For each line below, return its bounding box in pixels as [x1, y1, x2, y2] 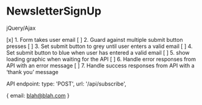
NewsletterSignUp [6, 4, 102, 18]
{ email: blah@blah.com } [6, 92, 70, 99]
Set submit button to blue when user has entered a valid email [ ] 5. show [6, 49, 190, 56]
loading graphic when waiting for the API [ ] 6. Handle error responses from [6, 55, 197, 63]
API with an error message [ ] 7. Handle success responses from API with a [6, 62, 195, 69]
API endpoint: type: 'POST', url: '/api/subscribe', [6, 80, 127, 87]
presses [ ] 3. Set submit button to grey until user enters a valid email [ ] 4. [6, 42, 193, 50]
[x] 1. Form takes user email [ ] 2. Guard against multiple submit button [6, 36, 183, 43]
